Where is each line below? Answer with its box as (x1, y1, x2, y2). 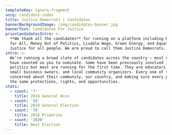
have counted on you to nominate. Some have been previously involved (10, 60, 164, 65)
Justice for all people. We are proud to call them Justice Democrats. (10, 46, 166, 51)
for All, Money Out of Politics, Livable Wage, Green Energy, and (10, 41, 155, 46)
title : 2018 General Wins (14, 93, 70, 99)
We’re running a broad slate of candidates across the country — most (10, 55, 164, 61)
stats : (5, 84, 19, 89)
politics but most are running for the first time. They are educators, (10, 65, 168, 70)
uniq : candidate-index (5, 12, 54, 17)
